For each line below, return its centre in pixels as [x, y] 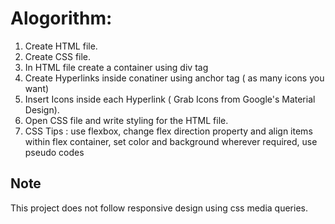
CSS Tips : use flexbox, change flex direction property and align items [168, 131]
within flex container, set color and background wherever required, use [171, 141]
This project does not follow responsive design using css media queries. [159, 208]
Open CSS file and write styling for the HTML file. [126, 120]
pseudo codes [54, 152]
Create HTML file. [61, 46]
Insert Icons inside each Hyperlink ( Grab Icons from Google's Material [170, 99]
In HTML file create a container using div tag [116, 67]
